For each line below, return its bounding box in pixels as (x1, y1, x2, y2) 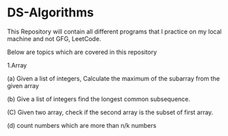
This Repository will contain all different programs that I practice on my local (7, 27, 222, 36)
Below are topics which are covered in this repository (7, 48, 157, 56)
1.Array (7, 61, 27, 69)
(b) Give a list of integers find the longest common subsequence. (7, 94, 190, 103)
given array (7, 81, 40, 90)
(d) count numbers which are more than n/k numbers (7, 121, 157, 129)
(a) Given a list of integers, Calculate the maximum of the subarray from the (7, 74, 220, 83)
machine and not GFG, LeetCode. (7, 34, 101, 42)
